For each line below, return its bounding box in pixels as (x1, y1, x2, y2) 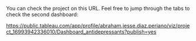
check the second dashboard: (6, 11, 79, 18)
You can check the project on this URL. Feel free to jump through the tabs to (6, 5, 190, 12)
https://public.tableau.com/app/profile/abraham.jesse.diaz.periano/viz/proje (6, 23, 190, 29)
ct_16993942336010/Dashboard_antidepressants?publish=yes (6, 28, 157, 35)
